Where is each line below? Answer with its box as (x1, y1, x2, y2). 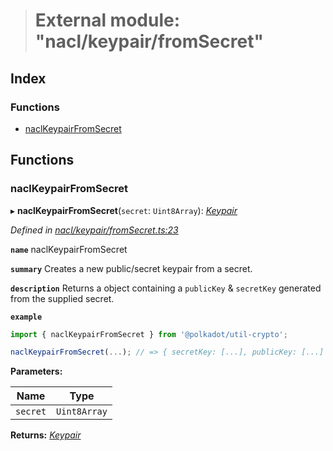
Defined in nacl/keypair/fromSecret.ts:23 (10, 224, 179, 236)
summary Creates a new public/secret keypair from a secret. (10, 262, 253, 274)
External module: (34, 9, 181, 32)
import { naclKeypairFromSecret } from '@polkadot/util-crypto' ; (10, 329, 288, 339)
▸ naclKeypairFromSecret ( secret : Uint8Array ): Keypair (10, 204, 238, 216)
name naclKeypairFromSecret (10, 243, 128, 255)
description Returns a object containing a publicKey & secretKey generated (10, 282, 322, 294)
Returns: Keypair (10, 429, 82, 441)
